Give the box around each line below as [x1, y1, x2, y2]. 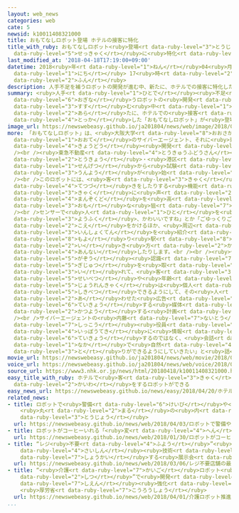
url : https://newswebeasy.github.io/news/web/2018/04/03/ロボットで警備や [14, 421, 232, 428]
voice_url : [7, 361, 40, 369]
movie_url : [7, 354, 40, 361]
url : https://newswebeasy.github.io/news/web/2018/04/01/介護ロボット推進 [14, 493, 232, 500]
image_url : [7, 122, 40, 130]
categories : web [7, 17, 55, 24]
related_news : [7, 394, 50, 401]
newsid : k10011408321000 [7, 30, 81, 38]
